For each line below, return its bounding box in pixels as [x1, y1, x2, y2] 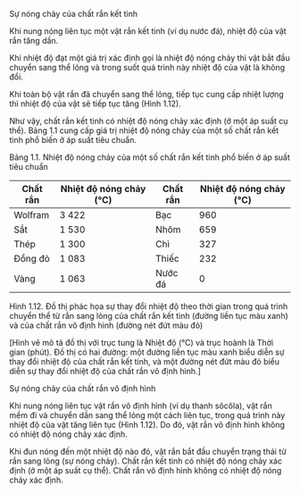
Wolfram [13, 209, 50, 221]
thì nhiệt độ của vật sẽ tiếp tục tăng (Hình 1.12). [9, 98, 181, 109]
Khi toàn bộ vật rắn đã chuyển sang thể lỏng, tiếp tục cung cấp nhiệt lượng [9, 89, 284, 99]
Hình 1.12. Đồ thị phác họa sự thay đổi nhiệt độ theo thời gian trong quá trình [9, 301, 288, 312]
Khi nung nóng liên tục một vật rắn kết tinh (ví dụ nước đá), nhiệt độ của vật [9, 26, 287, 36]
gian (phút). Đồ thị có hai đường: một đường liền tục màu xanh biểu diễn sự [9, 347, 285, 357]
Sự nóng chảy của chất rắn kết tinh [9, 9, 138, 19]
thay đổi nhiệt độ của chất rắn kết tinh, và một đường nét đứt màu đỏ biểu [9, 356, 279, 366]
